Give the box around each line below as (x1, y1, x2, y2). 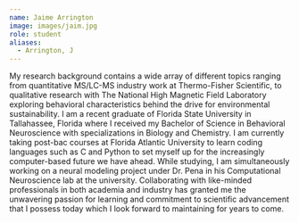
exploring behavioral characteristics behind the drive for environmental (9, 99, 270, 110)
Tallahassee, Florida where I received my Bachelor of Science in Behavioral (9, 118, 286, 129)
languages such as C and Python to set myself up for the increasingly (9, 146, 265, 157)
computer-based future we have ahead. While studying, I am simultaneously (9, 156, 290, 167)
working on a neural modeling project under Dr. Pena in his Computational (9, 166, 281, 177)
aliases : (9, 37, 42, 47)
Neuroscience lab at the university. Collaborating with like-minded (9, 175, 253, 186)
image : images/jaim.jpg (9, 21, 98, 30)
